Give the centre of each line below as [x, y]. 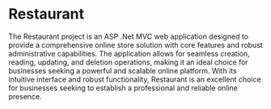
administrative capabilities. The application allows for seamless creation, [129, 53]
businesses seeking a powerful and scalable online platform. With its [123, 70]
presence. [25, 96]
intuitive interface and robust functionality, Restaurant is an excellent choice [135, 79]
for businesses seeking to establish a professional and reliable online [123, 88]
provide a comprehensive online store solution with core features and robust [135, 44]
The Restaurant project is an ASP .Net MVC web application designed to [129, 36]
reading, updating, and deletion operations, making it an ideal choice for [128, 62]
